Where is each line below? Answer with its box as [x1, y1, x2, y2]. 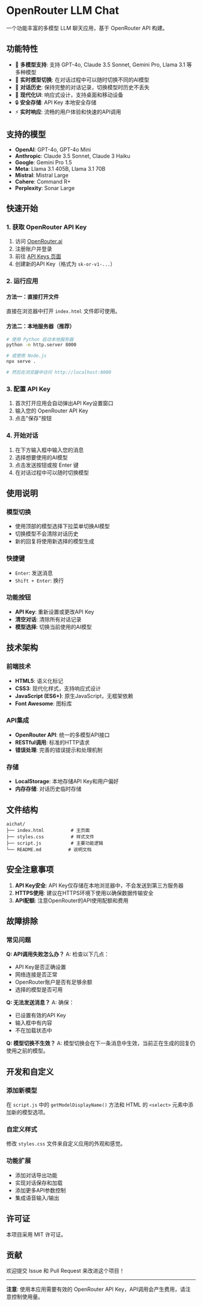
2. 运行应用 [6, 277, 38, 286]
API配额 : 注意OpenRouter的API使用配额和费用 [14, 897, 129, 904]
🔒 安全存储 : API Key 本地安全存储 [14, 98, 97, 106]
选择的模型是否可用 [14, 986, 63, 993]
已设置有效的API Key [14, 1012, 66, 1019]
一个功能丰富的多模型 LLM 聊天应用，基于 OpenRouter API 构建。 [6, 24, 168, 31]
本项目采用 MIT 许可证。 [6, 1231, 67, 1238]
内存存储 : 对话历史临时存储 [14, 786, 82, 793]
